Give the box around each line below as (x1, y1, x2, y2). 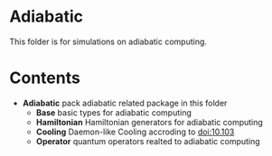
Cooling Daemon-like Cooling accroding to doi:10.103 (35, 126, 235, 137)
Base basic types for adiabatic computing (35, 106, 192, 118)
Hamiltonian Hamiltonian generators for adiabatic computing (35, 116, 264, 127)
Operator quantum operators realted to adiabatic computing (35, 135, 260, 146)
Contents (9, 68, 81, 88)
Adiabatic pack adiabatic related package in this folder (22, 97, 228, 108)
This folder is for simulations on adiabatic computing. (9, 36, 208, 47)
